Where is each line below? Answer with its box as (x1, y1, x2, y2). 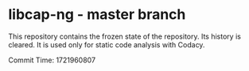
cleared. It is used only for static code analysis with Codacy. (8, 39, 205, 49)
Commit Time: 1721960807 (8, 55, 96, 65)
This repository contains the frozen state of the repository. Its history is (8, 32, 241, 41)
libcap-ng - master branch (8, 6, 186, 24)
